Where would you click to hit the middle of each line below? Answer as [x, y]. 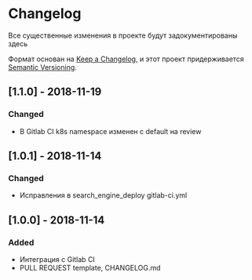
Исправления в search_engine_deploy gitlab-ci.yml [103, 195]
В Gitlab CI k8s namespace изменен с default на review [110, 131]
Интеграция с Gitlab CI [57, 259]
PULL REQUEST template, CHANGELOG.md [90, 268]
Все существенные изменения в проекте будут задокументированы [123, 35]
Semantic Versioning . [42, 67]
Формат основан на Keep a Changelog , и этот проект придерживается [126, 59]
